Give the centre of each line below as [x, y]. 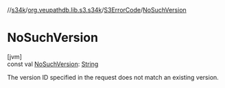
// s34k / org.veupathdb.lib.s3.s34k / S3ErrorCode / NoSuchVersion [97, 10]
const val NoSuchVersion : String [53, 64]
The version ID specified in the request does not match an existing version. [113, 77]
